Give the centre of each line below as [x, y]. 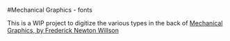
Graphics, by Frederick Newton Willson [63, 30]
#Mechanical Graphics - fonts [50, 10]
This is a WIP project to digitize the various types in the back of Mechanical [115, 23]
